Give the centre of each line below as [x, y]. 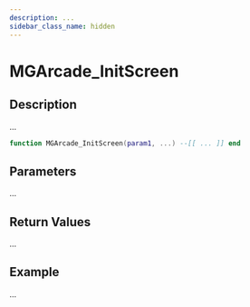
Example [34, 272]
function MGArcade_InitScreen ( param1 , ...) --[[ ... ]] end [125, 143]
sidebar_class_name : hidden [62, 26]
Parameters [43, 171]
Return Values [50, 222]
